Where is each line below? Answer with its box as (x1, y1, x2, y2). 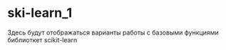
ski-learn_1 (7, 5, 73, 21)
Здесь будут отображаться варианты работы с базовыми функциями (7, 28, 219, 37)
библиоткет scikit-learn (7, 35, 78, 44)
